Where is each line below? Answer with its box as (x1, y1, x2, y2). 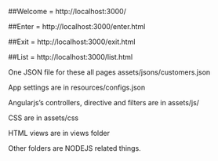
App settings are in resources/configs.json (8, 82, 146, 92)
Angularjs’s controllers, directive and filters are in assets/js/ (8, 98, 200, 107)
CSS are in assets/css (8, 113, 79, 123)
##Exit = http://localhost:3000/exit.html (8, 37, 136, 46)
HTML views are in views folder (8, 129, 111, 137)
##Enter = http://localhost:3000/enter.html (8, 22, 146, 31)
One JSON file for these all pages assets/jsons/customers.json (8, 68, 211, 77)
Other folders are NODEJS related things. (8, 144, 141, 152)
